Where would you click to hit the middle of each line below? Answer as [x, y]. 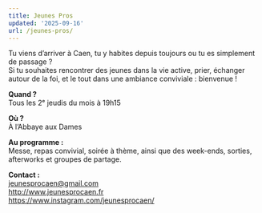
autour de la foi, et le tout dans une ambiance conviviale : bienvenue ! [123, 79]
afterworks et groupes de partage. [65, 159]
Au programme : [36, 143]
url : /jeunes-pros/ [41, 30]
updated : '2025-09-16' [46, 23]
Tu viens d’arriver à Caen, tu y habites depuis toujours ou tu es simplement [132, 54]
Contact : [24, 175]
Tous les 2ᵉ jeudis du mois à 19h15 [65, 103]
